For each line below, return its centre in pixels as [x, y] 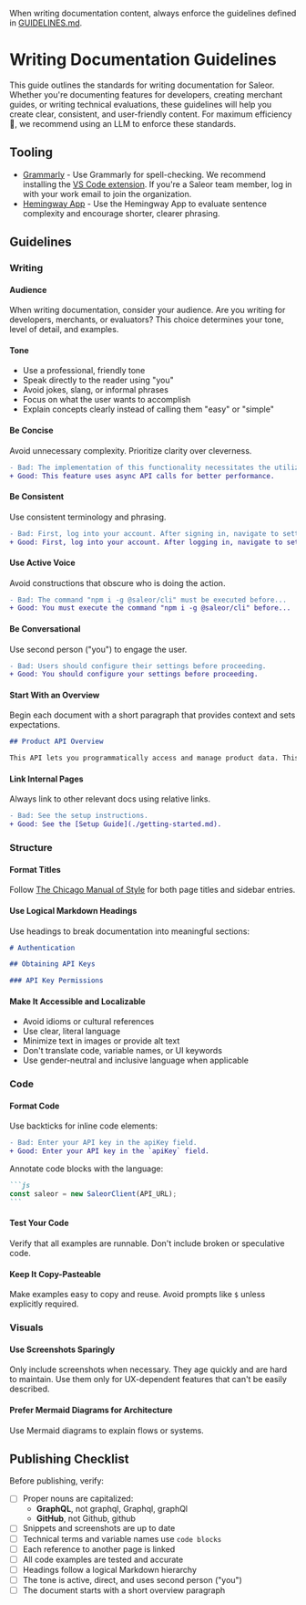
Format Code [35, 1106]
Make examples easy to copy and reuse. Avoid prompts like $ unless [138, 1295]
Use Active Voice [42, 562]
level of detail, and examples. [64, 330]
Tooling [31, 153]
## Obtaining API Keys [52, 964]
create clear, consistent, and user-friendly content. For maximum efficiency [151, 114]
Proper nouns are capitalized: [78, 1499]
